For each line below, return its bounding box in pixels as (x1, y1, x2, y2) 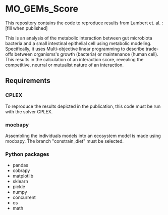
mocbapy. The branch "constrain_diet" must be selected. (5, 138, 124, 144)
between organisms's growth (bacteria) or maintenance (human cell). (14, 51, 159, 57)
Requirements (5, 76, 50, 85)
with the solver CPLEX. (5, 108, 53, 114)
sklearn (12, 178, 29, 185)
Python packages (5, 150, 49, 157)
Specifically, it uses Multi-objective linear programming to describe (5, 46, 145, 52)
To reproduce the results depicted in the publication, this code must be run (5, 103, 161, 109)
